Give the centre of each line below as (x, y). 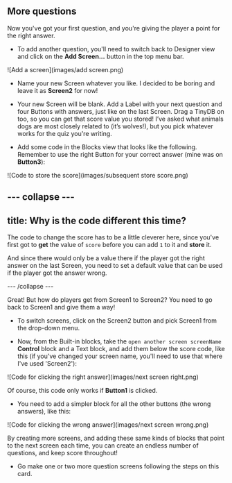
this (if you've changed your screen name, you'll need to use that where (120, 356)
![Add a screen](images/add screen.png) (65, 69)
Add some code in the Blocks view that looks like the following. (107, 147)
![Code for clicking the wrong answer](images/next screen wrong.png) (108, 425)
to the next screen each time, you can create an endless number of (103, 446)
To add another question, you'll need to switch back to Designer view (116, 49)
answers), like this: (44, 412)
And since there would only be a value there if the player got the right (106, 258)
